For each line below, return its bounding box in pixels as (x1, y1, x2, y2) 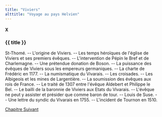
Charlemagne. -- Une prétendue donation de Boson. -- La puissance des (5, 61, 152, 67)
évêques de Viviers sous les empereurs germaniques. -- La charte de (5, 66, 145, 71)
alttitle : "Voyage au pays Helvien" (5, 12, 80, 17)
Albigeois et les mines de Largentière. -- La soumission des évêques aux (5, 76, 151, 82)
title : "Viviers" (5, 7, 40, 12)
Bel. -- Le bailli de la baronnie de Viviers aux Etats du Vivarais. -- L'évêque (5, 87, 155, 93)
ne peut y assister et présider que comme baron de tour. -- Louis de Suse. (5, 92, 155, 98)
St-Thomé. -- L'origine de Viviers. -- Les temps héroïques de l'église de (5, 50, 149, 56)
